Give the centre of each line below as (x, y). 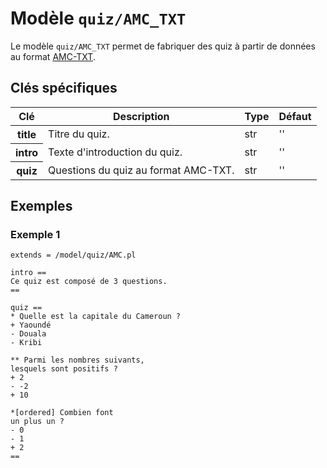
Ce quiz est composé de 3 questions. (89, 282)
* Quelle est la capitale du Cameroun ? (96, 317)
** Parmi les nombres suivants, (77, 360)
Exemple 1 (35, 235)
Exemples (41, 206)
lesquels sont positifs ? (64, 369)
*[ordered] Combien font (62, 413)
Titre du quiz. (79, 134)
